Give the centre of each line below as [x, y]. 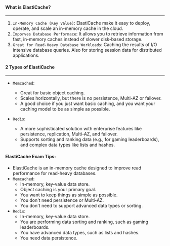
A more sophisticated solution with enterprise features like [81, 129]
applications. [26, 55]
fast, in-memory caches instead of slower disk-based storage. [77, 39]
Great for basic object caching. [52, 93]
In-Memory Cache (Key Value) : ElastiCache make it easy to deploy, [81, 23]
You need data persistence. [49, 238]
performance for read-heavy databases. [55, 173]
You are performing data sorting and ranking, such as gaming [84, 222]
